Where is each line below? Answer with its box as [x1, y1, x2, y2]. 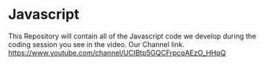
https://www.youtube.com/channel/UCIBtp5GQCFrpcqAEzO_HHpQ [8, 48, 226, 57]
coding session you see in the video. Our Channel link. [8, 39, 185, 49]
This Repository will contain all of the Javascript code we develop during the [8, 31, 257, 41]
